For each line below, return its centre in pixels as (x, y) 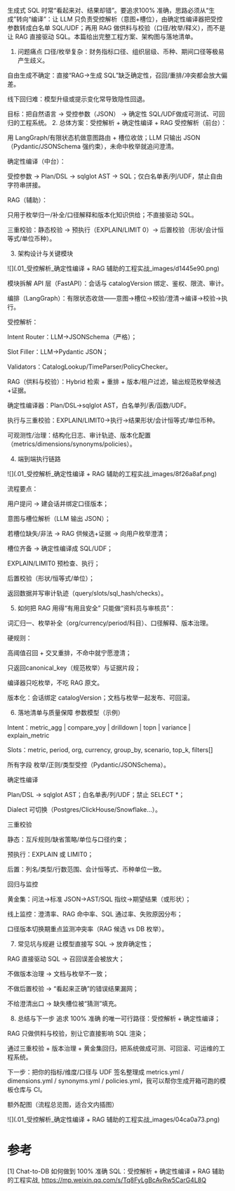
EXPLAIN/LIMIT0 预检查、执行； (54, 563)
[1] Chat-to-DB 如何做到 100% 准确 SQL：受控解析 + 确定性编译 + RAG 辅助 (116, 1171)
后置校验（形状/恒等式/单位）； (51, 578)
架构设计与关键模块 (45, 254)
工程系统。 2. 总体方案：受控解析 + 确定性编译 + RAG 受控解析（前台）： (123, 123)
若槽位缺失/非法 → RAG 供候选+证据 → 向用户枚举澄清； (88, 533)
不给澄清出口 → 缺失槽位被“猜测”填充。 (64, 1004)
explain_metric (28, 735)
